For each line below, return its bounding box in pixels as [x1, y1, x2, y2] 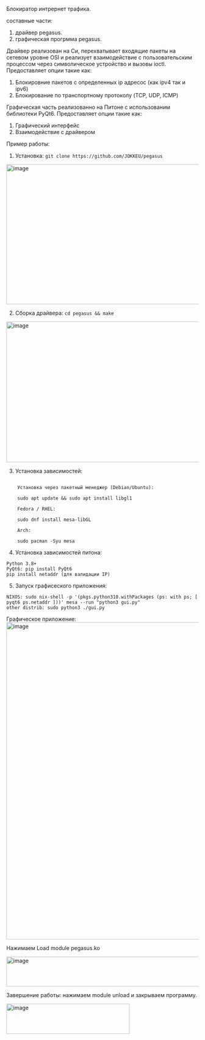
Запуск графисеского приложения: [15, 582, 107, 589]
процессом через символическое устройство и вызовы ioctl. [6, 61, 167, 67]
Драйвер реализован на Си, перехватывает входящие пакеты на [6, 47, 176, 54]
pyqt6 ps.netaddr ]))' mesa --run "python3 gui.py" [6, 599, 140, 605]
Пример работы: [6, 140, 50, 148]
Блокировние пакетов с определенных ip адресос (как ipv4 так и [15, 79, 186, 86]
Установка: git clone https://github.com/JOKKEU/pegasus [15, 152, 163, 159]
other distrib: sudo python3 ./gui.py [6, 605, 105, 611]
